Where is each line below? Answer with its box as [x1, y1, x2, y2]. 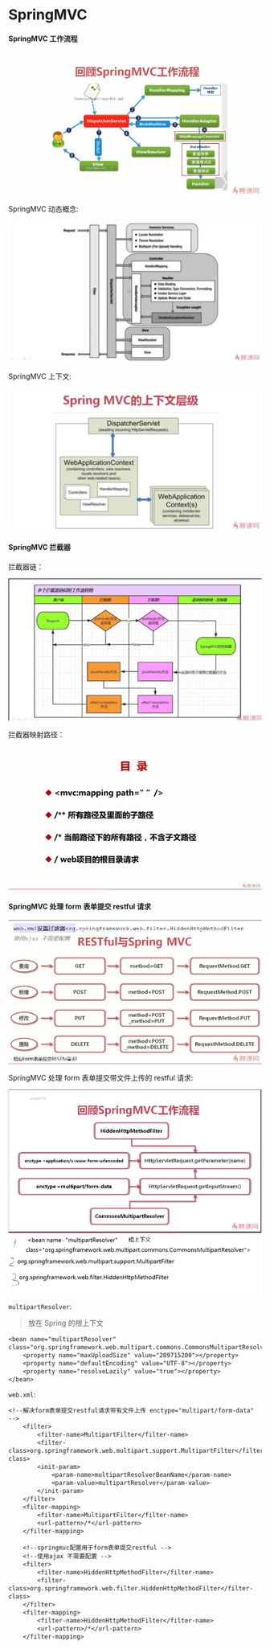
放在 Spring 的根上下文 [27, 1319, 104, 1328]
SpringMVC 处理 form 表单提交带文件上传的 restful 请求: [8, 1073, 194, 1082]
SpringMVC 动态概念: [8, 203, 79, 214]
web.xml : [8, 1389, 36, 1400]
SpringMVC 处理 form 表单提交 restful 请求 [8, 901, 151, 911]
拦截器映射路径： [8, 729, 65, 739]
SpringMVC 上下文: [8, 371, 72, 381]
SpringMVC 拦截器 [8, 543, 71, 552]
